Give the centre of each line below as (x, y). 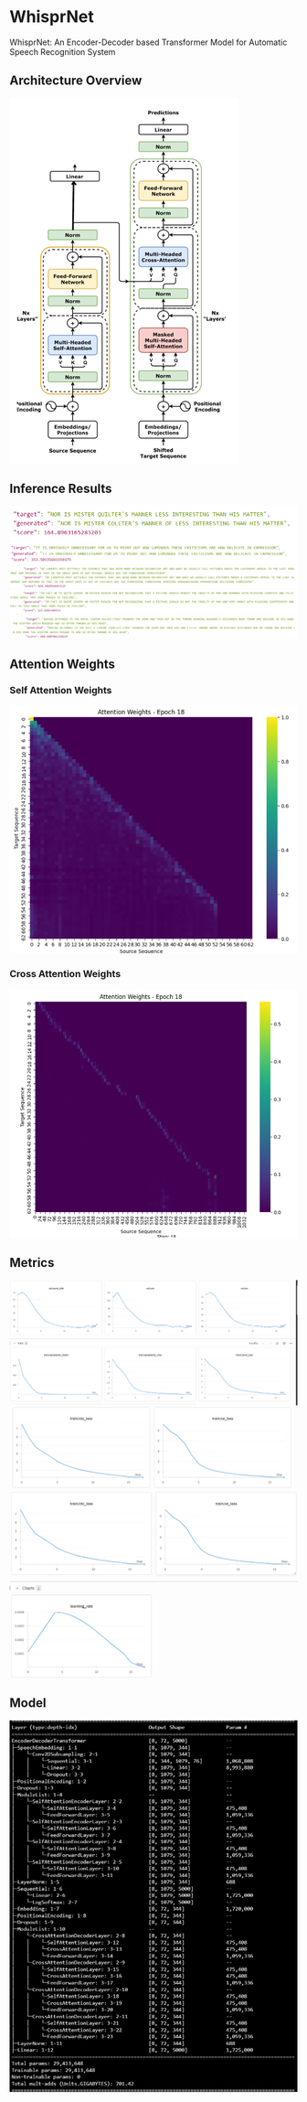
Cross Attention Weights (65, 973)
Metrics (32, 1263)
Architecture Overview (76, 81)
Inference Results (61, 489)
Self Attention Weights (61, 691)
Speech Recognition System (63, 51)
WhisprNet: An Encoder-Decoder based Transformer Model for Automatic (148, 42)
